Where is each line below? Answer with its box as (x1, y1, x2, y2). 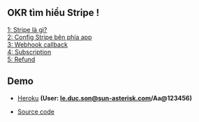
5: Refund (7, 55, 36, 63)
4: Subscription (7, 47, 52, 56)
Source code (17, 107, 54, 116)
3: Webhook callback (7, 40, 68, 49)
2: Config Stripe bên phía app (7, 33, 92, 41)
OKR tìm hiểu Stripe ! (7, 7, 100, 19)
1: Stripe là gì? (7, 25, 47, 33)
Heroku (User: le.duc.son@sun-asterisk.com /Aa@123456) (17, 93, 192, 102)
